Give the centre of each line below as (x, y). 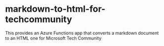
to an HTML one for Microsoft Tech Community (53, 38)
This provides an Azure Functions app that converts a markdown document (82, 33)
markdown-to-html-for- (55, 9)
